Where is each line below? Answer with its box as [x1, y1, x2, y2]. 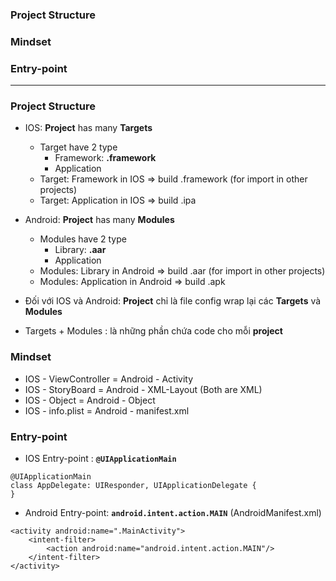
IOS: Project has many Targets [24, 122, 153, 134]
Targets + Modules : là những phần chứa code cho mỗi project [24, 325, 283, 337]
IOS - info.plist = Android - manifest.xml [24, 404, 190, 417]
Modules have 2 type [39, 233, 127, 245]
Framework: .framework [54, 152, 157, 164]
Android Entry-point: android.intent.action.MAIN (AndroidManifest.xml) [24, 507, 322, 519]
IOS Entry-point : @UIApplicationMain [24, 453, 177, 465]
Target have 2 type [39, 141, 118, 153]
